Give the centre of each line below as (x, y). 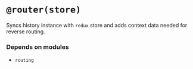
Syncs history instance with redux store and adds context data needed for (97, 25)
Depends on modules (38, 47)
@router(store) (44, 10)
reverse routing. (26, 32)
